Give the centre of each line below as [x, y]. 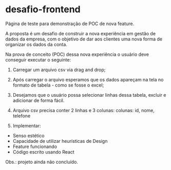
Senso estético [28, 135]
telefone [22, 116]
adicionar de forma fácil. [39, 100]
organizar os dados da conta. [36, 44]
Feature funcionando [35, 146]
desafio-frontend [43, 9]
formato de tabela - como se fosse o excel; [58, 85]
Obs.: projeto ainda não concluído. [42, 162]
